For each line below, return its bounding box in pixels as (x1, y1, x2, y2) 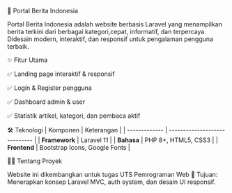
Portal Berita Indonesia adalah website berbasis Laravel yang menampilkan (7, 20, 223, 28)
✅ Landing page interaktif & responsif (7, 70, 115, 78)
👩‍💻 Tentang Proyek (7, 157, 63, 165)
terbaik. (7, 43, 29, 50)
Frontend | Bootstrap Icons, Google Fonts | (7, 144, 130, 151)
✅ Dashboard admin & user (7, 98, 86, 106)
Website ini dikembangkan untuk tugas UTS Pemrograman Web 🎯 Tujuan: (7, 171, 218, 178)
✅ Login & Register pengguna (7, 84, 92, 92)
